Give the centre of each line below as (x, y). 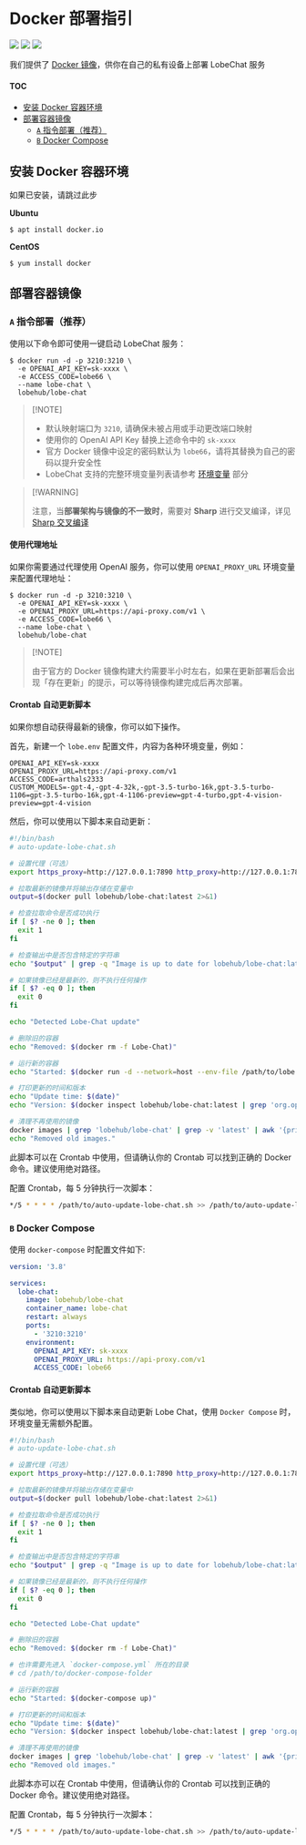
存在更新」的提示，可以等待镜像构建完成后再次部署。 (148, 682)
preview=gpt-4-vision (51, 804)
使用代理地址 (33, 545)
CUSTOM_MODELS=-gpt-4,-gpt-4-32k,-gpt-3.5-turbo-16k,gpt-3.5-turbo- (142, 788)
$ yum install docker (51, 263)
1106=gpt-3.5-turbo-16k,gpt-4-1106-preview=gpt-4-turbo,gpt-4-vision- (146, 795)
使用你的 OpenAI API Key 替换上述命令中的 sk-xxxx (141, 439)
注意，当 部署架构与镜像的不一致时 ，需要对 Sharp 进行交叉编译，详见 (161, 510)
